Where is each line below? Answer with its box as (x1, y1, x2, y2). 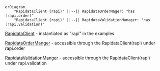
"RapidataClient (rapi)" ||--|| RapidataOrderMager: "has (14, 9, 135, 14)
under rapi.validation (5, 60, 47, 66)
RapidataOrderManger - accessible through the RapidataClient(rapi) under (5, 40, 156, 46)
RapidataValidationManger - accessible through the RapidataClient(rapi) (5, 55, 151, 61)
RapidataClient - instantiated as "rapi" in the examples (5, 31, 114, 36)
